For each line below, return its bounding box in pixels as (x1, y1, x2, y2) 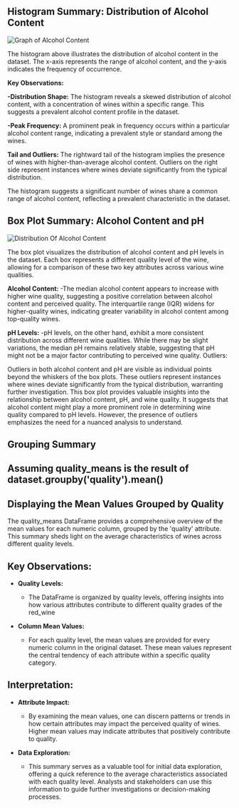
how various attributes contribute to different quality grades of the (28, 601, 223, 609)
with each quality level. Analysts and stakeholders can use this (28, 777, 212, 786)
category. (28, 658, 57, 667)
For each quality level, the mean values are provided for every (28, 636, 210, 644)
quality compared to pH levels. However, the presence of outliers (7, 410, 198, 419)
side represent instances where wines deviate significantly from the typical (7, 165, 228, 174)
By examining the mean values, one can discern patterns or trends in (28, 712, 230, 720)
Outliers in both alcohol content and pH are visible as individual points (7, 365, 212, 373)
